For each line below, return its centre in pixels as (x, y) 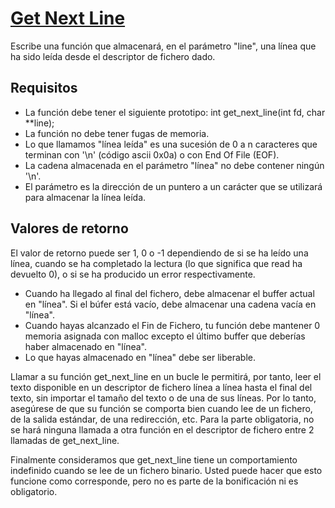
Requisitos (44, 88)
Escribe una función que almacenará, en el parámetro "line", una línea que (163, 46)
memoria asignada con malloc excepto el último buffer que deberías (165, 336)
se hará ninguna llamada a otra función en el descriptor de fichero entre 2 (162, 429)
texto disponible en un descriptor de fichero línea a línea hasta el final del (161, 387)
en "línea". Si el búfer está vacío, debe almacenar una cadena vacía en (170, 304)
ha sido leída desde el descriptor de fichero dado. (113, 56)
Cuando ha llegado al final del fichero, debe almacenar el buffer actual (169, 293)
